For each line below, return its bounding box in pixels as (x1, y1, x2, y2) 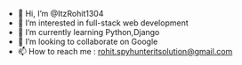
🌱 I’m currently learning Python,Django (17, 27, 160, 37)
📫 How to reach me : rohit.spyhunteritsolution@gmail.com (17, 47, 233, 56)
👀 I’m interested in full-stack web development (17, 18, 189, 28)
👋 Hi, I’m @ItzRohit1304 (17, 9, 104, 18)
